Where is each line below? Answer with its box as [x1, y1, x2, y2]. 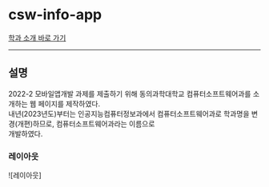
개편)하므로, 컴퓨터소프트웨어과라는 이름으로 [17, 118, 155, 129]
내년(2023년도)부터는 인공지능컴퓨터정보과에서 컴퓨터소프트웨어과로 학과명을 [8, 109, 250, 118]
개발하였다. [8, 129, 43, 138]
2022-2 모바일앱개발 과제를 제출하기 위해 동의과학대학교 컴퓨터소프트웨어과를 [8, 89, 251, 98]
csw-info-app [8, 6, 102, 24]
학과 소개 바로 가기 [8, 33, 66, 42]
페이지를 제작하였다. [38, 98, 101, 109]
